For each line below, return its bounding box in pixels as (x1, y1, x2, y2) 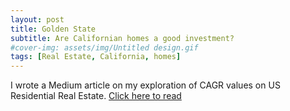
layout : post (10, 14, 65, 25)
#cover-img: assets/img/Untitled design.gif (10, 42, 199, 53)
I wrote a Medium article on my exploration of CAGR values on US (10, 79, 281, 91)
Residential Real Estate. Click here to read (10, 90, 182, 102)
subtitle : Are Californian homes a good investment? (10, 33, 235, 43)
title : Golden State (10, 24, 97, 34)
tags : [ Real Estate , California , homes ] (10, 52, 182, 62)
